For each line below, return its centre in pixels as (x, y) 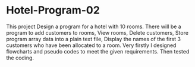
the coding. (20, 58)
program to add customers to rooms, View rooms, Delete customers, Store (97, 32)
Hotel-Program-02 (53, 10)
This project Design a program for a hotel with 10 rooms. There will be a (94, 26)
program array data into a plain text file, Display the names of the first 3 (94, 39)
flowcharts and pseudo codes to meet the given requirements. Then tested (98, 51)
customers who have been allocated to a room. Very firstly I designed (91, 45)
